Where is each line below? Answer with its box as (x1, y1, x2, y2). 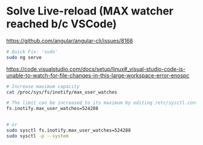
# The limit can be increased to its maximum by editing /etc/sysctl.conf (6, 100, 199, 106)
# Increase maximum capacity (6, 83, 80, 89)
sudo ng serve (6, 54, 42, 60)
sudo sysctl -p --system (6, 133, 69, 139)
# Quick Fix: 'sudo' (6, 48, 59, 55)
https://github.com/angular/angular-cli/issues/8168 (6, 37, 134, 44)
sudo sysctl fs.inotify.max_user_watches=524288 (6, 127, 131, 134)
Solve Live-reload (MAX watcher (6, 4, 174, 18)
